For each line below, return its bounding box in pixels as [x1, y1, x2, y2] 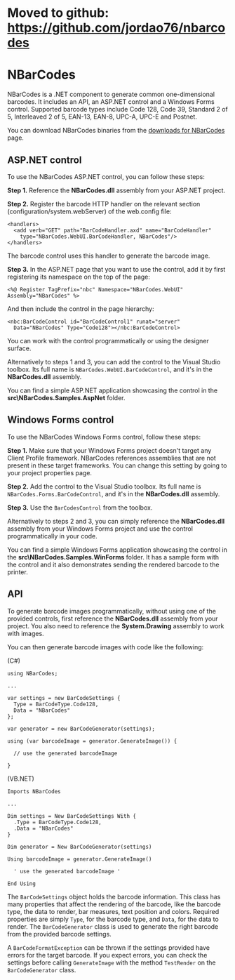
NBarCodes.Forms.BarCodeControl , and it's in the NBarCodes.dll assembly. [7, 489, 220, 498]
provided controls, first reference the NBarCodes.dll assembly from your [7, 614, 219, 623]
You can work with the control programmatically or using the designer [7, 336, 209, 345]
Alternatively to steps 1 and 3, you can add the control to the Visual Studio [7, 357, 221, 366]
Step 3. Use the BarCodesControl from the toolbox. [7, 503, 153, 512]
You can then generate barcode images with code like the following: [7, 642, 204, 651]
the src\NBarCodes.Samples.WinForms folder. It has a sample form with [7, 552, 220, 561]
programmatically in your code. [7, 531, 98, 540]
